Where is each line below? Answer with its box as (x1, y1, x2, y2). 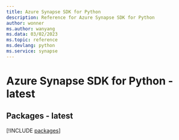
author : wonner (6, 20, 45, 26)
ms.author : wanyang (6, 25, 55, 32)
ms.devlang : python (6, 43, 55, 49)
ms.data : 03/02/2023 (6, 31, 58, 37)
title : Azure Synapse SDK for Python (6, 8, 101, 15)
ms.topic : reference (6, 37, 58, 43)
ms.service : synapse (6, 48, 58, 54)
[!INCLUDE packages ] (6, 127, 61, 134)
